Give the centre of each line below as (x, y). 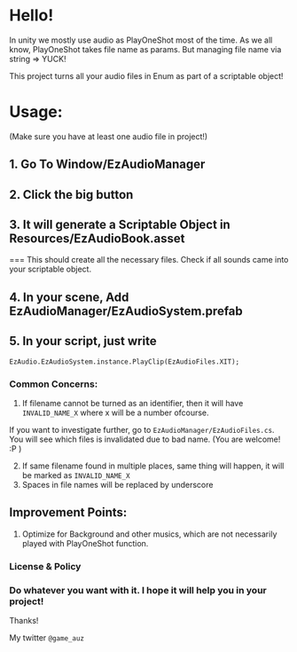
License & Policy (45, 566)
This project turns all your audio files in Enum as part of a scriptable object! (146, 75)
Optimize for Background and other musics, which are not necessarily (149, 534)
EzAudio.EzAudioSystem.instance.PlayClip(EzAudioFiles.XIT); (125, 361)
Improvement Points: (68, 512)
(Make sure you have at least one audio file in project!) (109, 136)
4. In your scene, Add (69, 297)
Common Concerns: (54, 384)
